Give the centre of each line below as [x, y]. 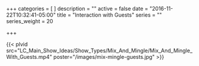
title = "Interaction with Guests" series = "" [110, 15]
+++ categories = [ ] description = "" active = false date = [77, 9]
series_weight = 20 [30, 21]
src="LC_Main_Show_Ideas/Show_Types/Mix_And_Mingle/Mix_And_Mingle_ [99, 51]
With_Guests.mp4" [29, 57]
